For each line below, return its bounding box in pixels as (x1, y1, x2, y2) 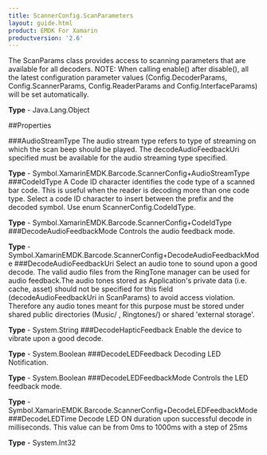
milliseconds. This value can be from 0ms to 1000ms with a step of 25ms (8, 422, 249, 432)
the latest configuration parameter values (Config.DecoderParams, (8, 73, 227, 82)
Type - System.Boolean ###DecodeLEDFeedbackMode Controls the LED (8, 373, 249, 383)
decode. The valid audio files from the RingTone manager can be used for (8, 267, 250, 277)
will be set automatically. (8, 89, 89, 100)
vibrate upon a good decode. (8, 334, 104, 343)
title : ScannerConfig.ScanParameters (8, 11, 134, 20)
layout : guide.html (8, 19, 73, 27)
